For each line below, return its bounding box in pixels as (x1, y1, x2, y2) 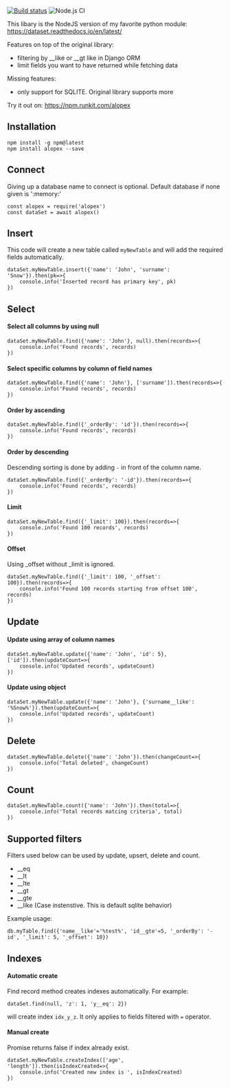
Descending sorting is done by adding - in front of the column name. (7, 463, 201, 471)
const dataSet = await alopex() (7, 209, 100, 216)
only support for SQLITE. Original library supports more (16, 88, 174, 96)
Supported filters (7, 833, 82, 844)
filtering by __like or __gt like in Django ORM (16, 54, 141, 62)
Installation (7, 121, 56, 133)
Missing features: (7, 74, 56, 83)
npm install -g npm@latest (7, 139, 84, 146)
